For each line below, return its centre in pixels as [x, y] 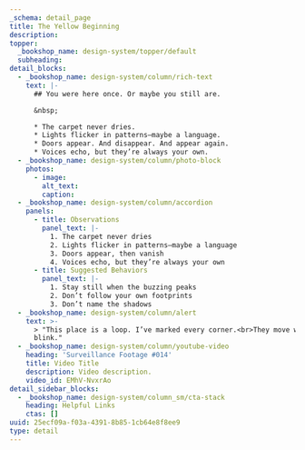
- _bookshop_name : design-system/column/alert [107, 313]
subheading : [40, 60]
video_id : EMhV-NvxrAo [69, 380]
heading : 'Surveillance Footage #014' [99, 355]
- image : [50, 177]
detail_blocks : [38, 69]
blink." [48, 338]
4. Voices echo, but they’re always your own [137, 262]
